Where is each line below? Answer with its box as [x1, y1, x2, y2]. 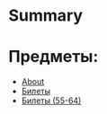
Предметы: [8, 47, 99, 67]
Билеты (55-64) [21, 95, 82, 106]
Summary [8, 5, 83, 26]
